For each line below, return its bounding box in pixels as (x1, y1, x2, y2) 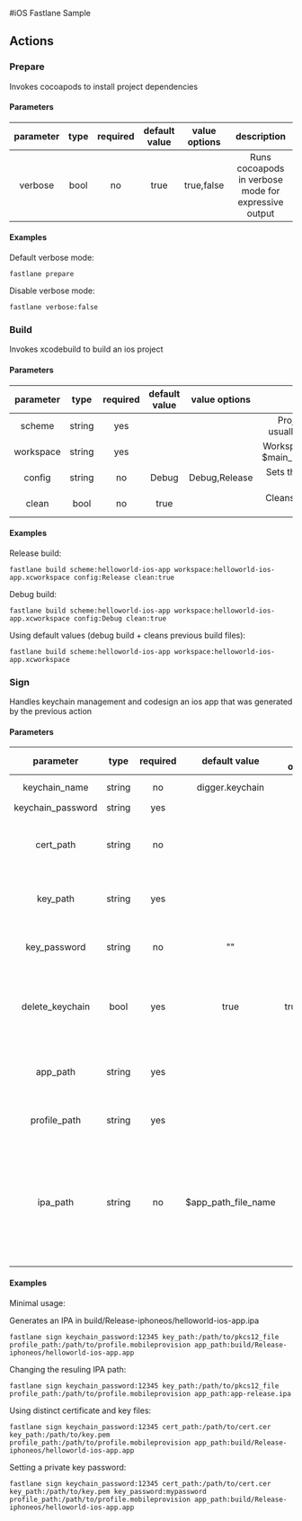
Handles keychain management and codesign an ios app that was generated (9, 696, 293, 707)
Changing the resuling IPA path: (9, 1364, 127, 1374)
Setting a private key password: (9, 1462, 127, 1472)
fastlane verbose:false (9, 303, 99, 312)
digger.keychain (196, 782, 265, 794)
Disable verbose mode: (9, 285, 95, 296)
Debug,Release (188, 471, 253, 484)
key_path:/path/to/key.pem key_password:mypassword (9, 1487, 207, 1496)
